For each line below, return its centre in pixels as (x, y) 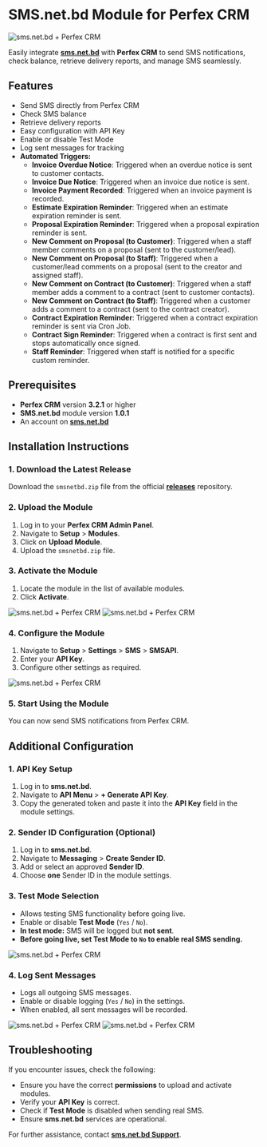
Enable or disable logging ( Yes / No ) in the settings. (102, 1002)
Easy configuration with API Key (72, 130)
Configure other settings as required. (80, 667)
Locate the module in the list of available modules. (102, 588)
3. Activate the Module (53, 571)
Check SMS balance (53, 114)
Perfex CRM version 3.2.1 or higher (78, 404)
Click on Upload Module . (61, 542)
